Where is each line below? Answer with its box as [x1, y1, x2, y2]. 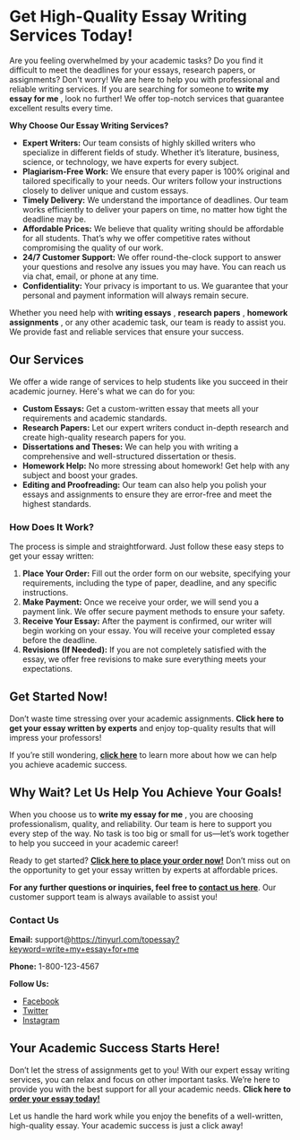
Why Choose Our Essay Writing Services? [9, 119, 169, 131]
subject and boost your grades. [21, 469, 139, 481]
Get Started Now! [9, 689, 108, 705]
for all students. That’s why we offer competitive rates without [21, 232, 251, 243]
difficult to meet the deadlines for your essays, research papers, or [9, 65, 256, 75]
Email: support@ [9, 934, 72, 944]
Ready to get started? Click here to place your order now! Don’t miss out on [9, 855, 291, 866]
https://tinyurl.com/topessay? [71, 934, 180, 944]
